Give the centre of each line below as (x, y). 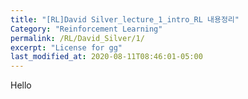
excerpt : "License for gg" (66, 47)
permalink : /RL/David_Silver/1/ (77, 38)
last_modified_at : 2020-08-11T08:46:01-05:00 (106, 57)
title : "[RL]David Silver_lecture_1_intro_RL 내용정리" (125, 19)
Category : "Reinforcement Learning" (86, 29)
